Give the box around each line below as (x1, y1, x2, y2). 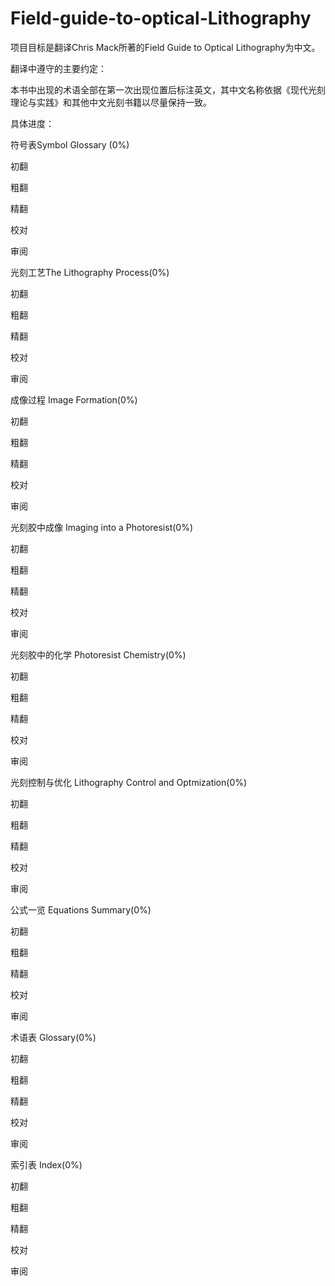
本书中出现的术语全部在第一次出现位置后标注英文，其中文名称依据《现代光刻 (10, 83, 326, 96)
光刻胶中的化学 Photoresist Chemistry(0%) (10, 648, 187, 661)
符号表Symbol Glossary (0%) (10, 138, 130, 151)
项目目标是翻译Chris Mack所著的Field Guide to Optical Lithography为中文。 (10, 41, 321, 53)
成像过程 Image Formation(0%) (10, 393, 138, 406)
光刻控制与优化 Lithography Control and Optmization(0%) (10, 776, 248, 788)
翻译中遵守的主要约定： (10, 62, 107, 74)
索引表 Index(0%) (10, 1158, 83, 1171)
